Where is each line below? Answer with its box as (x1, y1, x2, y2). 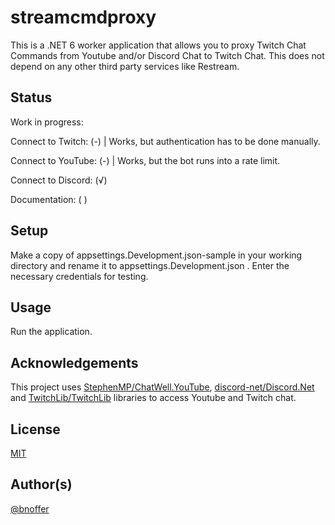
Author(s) (10, 476, 73, 493)
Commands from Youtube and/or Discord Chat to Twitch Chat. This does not (10, 49, 325, 61)
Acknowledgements (10, 354, 139, 371)
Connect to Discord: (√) (10, 174, 108, 186)
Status (10, 89, 53, 106)
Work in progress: (10, 116, 84, 128)
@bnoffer (10, 502, 50, 515)
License (10, 421, 61, 438)
